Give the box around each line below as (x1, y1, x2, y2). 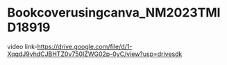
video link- (7, 42, 37, 50)
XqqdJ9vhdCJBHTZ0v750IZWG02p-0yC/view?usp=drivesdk (7, 50, 183, 58)
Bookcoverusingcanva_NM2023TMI (7, 5, 221, 21)
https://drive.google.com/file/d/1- (37, 42, 133, 50)
